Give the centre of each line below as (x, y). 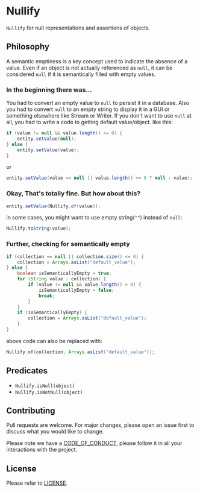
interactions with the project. (42, 450)
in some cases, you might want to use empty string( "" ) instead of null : (94, 218)
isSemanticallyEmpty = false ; (76, 290)
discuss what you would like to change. (55, 432)
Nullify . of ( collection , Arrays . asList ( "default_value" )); (80, 352)
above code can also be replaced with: (54, 341)
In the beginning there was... (49, 90)
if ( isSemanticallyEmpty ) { (52, 313)
